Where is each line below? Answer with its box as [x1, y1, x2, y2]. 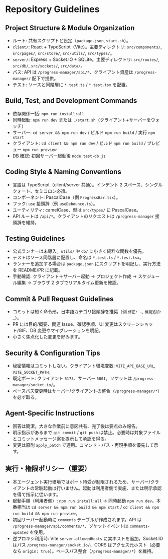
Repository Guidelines [5, 4, 100, 15]
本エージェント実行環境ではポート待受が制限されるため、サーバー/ [12, 478, 150, 484]
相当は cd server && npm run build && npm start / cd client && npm [17, 504, 159, 510]
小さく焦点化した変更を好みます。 [12, 334, 83, 340]
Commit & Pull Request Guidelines [5, 295, 114, 303]
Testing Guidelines [5, 234, 65, 243]
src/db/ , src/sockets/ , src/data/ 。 [12, 63, 85, 68]
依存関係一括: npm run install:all [12, 110, 84, 116]
